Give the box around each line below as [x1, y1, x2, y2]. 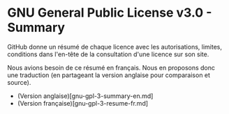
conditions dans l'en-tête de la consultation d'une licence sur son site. [7, 50, 209, 58]
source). [7, 78, 31, 86]
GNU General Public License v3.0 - [7, 5, 212, 21]
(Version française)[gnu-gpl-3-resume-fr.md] [17, 99, 149, 107]
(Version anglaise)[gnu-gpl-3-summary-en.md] [17, 92, 154, 100]
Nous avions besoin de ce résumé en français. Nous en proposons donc [7, 63, 215, 72]
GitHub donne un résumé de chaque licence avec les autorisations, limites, [7, 42, 222, 51]
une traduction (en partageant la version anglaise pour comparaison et [7, 71, 211, 79]
